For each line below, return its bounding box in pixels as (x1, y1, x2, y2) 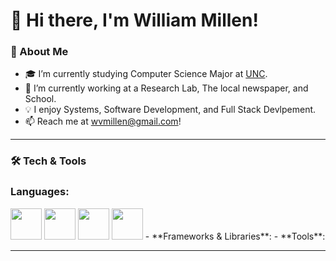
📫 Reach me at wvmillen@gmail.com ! (24, 115, 182, 128)
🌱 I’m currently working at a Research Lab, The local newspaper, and (24, 82, 309, 94)
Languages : (10, 185, 70, 199)
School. (24, 93, 57, 105)
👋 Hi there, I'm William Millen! (10, 9, 259, 32)
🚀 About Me (10, 45, 69, 59)
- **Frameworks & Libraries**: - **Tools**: (144, 230, 326, 242)
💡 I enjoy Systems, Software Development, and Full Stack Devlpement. (24, 104, 317, 116)
